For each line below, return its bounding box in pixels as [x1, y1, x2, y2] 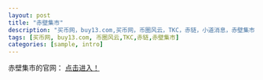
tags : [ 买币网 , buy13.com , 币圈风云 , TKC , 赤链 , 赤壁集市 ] [8, 33, 180, 42]
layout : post [8, 11, 51, 20]
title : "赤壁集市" [8, 19, 64, 27]
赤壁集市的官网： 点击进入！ [8, 64, 100, 73]
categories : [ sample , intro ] [8, 41, 104, 49]
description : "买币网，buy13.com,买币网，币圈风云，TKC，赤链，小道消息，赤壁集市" [8, 26, 259, 34]
